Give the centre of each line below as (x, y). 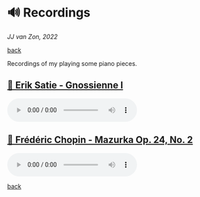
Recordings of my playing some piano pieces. (72, 63)
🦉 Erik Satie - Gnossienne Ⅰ (65, 86)
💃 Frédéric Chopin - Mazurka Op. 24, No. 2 (100, 140)
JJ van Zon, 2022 (33, 36)
